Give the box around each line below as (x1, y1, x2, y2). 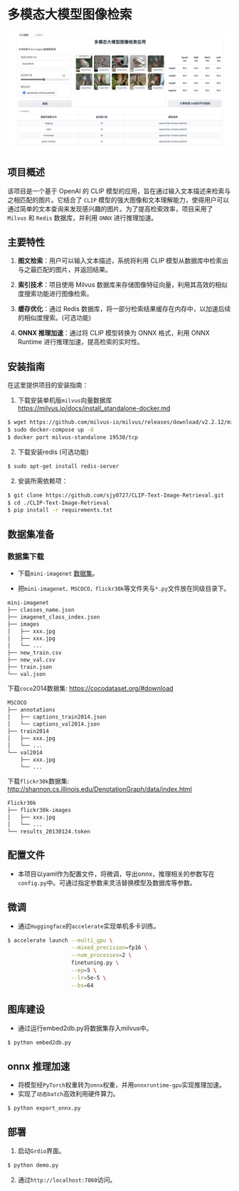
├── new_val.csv (7, 656, 55, 664)
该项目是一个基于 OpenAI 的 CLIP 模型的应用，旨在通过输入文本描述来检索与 (7, 186, 231, 195)
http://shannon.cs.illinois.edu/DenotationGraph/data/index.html (7, 784, 192, 793)
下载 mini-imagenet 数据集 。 (17, 569, 99, 577)
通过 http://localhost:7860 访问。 (17, 1175, 117, 1184)
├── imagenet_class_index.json (7, 613, 100, 621)
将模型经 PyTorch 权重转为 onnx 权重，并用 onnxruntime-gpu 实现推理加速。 (17, 1080, 225, 1089)
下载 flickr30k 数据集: (7, 776, 70, 785)
